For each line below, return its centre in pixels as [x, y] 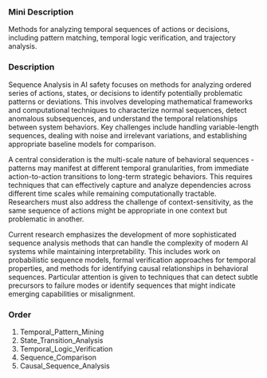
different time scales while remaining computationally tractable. [112, 193]
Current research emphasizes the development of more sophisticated [122, 234]
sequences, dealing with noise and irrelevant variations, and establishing [128, 135]
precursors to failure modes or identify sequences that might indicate [122, 285]
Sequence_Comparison [58, 357]
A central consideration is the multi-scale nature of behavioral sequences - [132, 159]
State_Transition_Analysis [61, 340]
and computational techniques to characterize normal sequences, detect [128, 109]
